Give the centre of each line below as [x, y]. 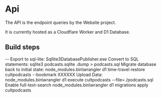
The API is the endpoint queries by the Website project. [60, 22]
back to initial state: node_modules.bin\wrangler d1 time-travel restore [75, 69]
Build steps [22, 47]
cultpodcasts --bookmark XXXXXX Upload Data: [54, 75]
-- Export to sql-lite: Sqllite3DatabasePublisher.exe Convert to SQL [72, 59]
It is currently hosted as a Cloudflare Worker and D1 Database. [68, 32]
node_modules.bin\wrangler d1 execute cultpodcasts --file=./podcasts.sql [79, 79]
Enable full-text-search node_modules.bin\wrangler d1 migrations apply [77, 85]
